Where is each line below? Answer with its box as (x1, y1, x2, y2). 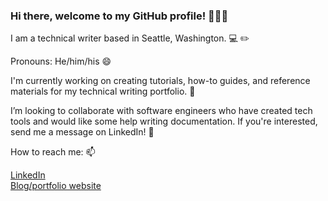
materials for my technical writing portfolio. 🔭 (10, 85, 196, 98)
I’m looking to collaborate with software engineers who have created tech (10, 105, 313, 117)
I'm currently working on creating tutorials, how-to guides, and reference (10, 75, 311, 87)
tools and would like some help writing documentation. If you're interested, (10, 115, 318, 128)
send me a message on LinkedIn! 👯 (10, 126, 155, 138)
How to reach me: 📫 (10, 146, 96, 158)
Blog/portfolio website (10, 180, 102, 192)
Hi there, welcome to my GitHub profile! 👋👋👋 (10, 9, 229, 23)
